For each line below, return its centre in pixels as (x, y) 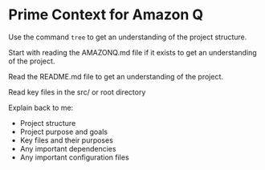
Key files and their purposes (67, 140)
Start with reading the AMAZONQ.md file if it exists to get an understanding (132, 52)
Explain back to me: (41, 107)
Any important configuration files (75, 157)
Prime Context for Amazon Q (106, 15)
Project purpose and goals (64, 132)
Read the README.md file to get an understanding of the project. (116, 76)
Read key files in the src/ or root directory (77, 92)
